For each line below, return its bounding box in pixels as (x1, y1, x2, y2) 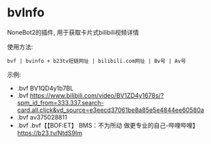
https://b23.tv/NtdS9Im (16, 128, 83, 137)
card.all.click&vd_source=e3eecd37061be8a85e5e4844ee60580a (16, 106, 204, 114)
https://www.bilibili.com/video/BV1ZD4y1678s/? (29, 91, 164, 100)
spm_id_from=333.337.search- (16, 98, 104, 106)
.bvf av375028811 (16, 113, 67, 121)
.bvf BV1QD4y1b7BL (16, 84, 74, 92)
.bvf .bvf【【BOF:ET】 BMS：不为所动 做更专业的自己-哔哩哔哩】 (16, 121, 199, 129)
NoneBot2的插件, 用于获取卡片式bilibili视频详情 (7, 28, 139, 36)
